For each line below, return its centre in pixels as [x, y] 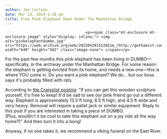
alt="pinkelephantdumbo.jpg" [35, 41]
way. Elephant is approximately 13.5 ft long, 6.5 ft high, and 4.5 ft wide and [81, 100]
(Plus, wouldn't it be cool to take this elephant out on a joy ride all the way [81, 116]
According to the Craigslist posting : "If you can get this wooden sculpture [80, 90]
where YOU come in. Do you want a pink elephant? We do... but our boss [80, 75]
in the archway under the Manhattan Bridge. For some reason [93, 65]
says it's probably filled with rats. [39, 80]
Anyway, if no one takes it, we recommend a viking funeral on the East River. [83, 131]
